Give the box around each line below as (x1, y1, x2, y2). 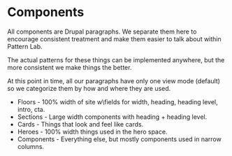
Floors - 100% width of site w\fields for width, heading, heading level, (17, 97, 218, 106)
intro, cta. (17, 105, 45, 113)
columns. (17, 142, 44, 150)
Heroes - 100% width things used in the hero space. (17, 127, 168, 136)
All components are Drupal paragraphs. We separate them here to (7, 27, 197, 36)
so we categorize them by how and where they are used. (7, 84, 171, 92)
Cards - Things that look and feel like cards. (17, 120, 144, 128)
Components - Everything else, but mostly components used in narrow (17, 134, 222, 143)
